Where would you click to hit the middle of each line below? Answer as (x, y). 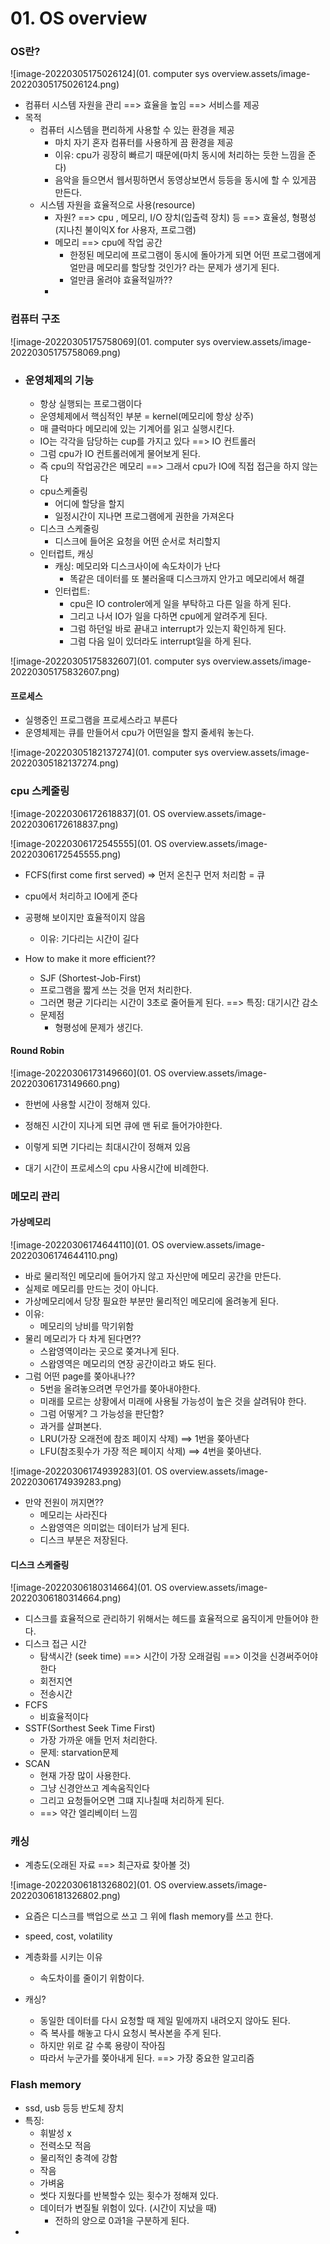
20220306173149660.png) (65, 1083)
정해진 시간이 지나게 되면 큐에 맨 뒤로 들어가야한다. (123, 1125)
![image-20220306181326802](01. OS (88, 1885)
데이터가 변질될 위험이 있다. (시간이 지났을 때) (128, 2208)
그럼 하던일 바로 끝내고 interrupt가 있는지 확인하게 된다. (178, 629)
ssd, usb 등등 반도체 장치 (74, 2108)
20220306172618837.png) (64, 824)
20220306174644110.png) (64, 1255)
